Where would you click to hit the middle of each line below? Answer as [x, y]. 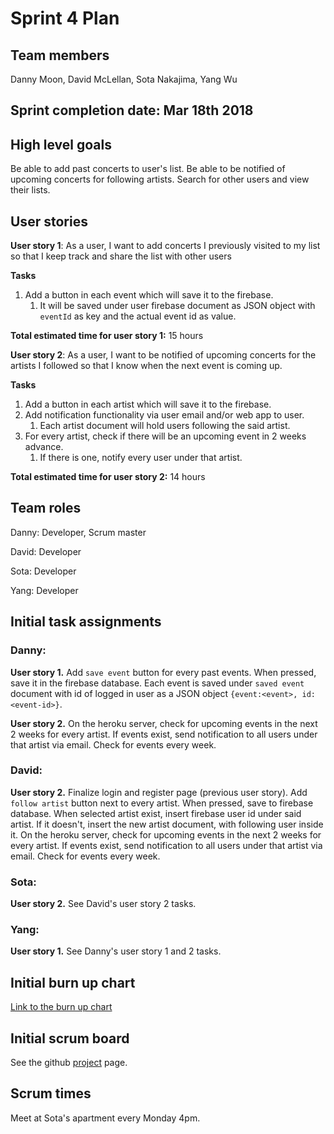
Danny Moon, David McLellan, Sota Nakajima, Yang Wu [124, 79]
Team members [60, 55]
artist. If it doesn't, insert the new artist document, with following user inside [167, 824]
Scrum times [51, 1093]
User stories [49, 221]
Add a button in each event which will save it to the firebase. [149, 295]
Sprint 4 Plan [65, 18]
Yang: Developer [44, 590]
